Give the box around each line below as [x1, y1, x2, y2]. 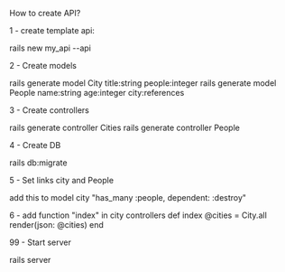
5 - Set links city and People [9, 175, 115, 185]
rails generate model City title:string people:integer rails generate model [9, 78, 277, 89]
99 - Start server [9, 237, 72, 248]
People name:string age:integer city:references [9, 88, 185, 98]
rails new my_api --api [9, 42, 92, 53]
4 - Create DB [9, 140, 61, 150]
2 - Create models [9, 61, 77, 70]
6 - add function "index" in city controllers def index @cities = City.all [9, 210, 268, 220]
